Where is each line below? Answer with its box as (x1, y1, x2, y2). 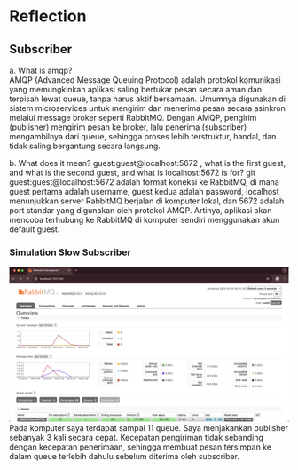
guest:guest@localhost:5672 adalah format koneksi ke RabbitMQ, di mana (9, 177, 279, 187)
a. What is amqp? (9, 65, 73, 76)
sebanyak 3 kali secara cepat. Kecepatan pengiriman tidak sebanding (9, 432, 264, 442)
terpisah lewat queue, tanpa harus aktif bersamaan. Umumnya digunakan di (9, 93, 286, 104)
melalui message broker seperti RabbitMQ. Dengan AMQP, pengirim (9, 113, 257, 123)
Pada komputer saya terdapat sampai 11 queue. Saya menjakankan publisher (9, 422, 288, 433)
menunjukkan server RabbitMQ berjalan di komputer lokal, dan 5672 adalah (9, 195, 285, 206)
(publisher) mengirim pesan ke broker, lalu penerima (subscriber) (9, 122, 247, 132)
